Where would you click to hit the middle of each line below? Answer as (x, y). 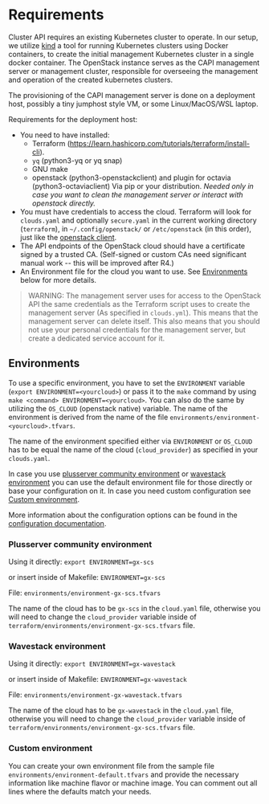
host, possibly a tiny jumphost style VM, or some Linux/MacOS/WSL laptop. (133, 104)
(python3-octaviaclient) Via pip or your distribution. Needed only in (143, 186)
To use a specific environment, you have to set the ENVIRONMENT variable (127, 382)
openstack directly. (64, 203)
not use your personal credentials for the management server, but (137, 329)
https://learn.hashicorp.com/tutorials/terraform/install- (160, 143)
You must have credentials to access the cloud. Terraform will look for (136, 211)
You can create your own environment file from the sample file (112, 765)
